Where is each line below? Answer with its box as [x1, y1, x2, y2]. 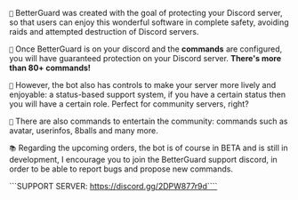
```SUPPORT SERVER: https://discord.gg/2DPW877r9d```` [9, 181, 218, 191]
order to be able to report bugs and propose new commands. [9, 164, 234, 174]
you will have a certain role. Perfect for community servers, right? [9, 99, 249, 109]
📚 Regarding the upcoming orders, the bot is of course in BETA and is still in [9, 142, 288, 153]
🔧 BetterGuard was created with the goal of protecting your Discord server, [9, 8, 283, 18]
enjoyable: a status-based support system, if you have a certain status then [9, 89, 286, 100]
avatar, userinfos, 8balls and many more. [9, 125, 158, 136]
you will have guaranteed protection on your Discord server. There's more [9, 53, 282, 63]
